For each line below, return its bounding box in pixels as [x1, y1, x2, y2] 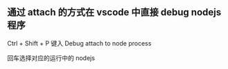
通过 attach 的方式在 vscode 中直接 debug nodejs [7, 6, 222, 19]
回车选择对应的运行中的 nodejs [7, 54, 96, 62]
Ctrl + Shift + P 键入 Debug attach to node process [7, 39, 152, 47]
